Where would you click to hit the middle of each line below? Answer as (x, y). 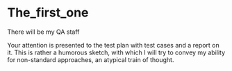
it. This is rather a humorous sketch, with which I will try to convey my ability (116, 52)
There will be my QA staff (43, 32)
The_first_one (48, 13)
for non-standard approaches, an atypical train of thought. (91, 59)
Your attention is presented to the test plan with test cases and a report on (114, 45)
